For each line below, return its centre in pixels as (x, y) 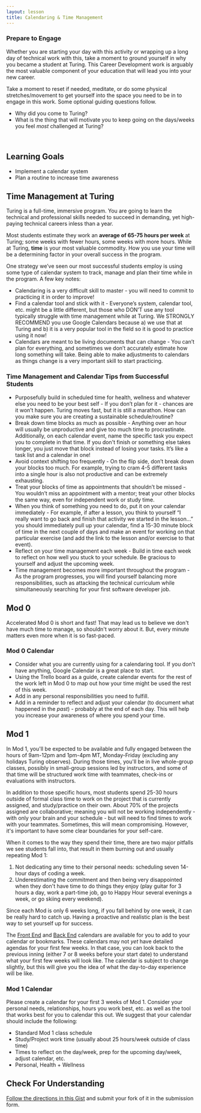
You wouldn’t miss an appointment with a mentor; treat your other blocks (105, 493)
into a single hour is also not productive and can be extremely (91, 474)
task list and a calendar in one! (53, 454)
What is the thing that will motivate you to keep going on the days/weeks (105, 119)
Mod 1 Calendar (29, 989)
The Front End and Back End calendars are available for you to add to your (98, 935)
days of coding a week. (57, 873)
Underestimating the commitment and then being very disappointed (99, 879)
